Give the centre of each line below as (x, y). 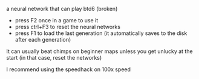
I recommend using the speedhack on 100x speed (69, 69)
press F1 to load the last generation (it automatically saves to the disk (101, 33)
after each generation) (43, 39)
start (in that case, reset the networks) (54, 58)
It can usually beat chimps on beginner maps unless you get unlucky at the (99, 51)
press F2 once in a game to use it (57, 20)
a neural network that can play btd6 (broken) (62, 9)
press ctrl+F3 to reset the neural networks (68, 27)
